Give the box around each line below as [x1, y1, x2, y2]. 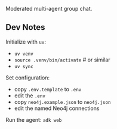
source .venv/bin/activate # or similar [14, 56, 111, 63]
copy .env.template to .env [14, 85, 82, 93]
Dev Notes [5, 22, 45, 32]
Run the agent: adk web [5, 116, 62, 123]
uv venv [14, 51, 33, 57]
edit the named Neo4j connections [14, 105, 100, 112]
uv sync [14, 63, 33, 69]
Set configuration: [5, 74, 50, 81]
